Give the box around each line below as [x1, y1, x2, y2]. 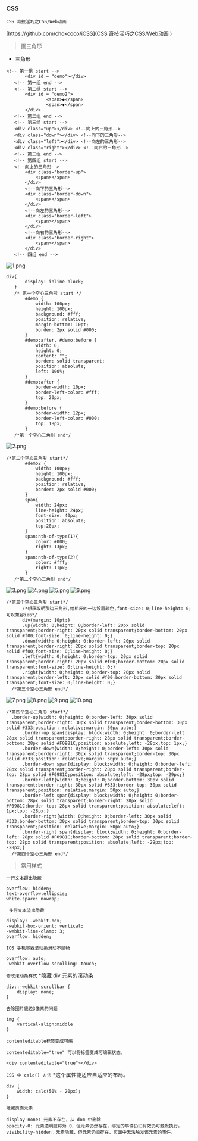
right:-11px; [35, 565, 68, 571]
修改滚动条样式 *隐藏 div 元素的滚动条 [6, 972, 93, 979]
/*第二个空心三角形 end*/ [14, 576, 71, 582]
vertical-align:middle [17, 1021, 73, 1028]
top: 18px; [35, 421, 62, 427]
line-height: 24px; [35, 507, 84, 513]
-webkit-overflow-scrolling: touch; [6, 961, 97, 967]
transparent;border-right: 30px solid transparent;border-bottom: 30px [6, 719, 187, 726]
